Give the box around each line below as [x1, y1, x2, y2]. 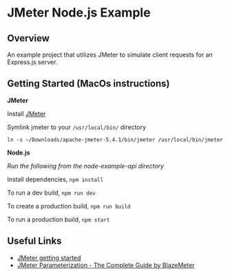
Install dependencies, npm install [7, 175, 104, 184]
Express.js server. [7, 58, 58, 66]
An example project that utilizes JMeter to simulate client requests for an [7, 50, 213, 59]
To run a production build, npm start [7, 215, 110, 224]
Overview [7, 32, 50, 44]
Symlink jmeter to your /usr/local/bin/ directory [7, 123, 147, 131]
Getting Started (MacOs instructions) [7, 78, 170, 90]
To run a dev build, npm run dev [7, 188, 96, 197]
